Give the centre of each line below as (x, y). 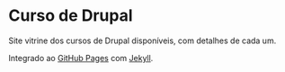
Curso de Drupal (71, 16)
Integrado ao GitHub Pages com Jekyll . (81, 58)
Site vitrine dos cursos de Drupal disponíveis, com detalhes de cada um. (142, 40)
